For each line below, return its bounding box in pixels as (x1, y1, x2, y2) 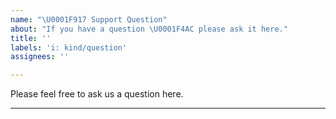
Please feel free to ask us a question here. (10, 88, 184, 100)
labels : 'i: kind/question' (10, 42, 128, 53)
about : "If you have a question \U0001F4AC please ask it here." (10, 24, 288, 34)
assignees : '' (10, 52, 70, 62)
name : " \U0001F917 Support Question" (10, 14, 168, 25)
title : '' (10, 33, 52, 43)
